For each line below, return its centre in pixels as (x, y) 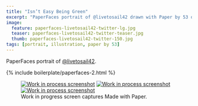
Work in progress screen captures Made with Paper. (84, 96)
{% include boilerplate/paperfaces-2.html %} (61, 72)
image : (14, 22)
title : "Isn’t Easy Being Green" (47, 11)
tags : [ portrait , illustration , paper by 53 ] (63, 45)
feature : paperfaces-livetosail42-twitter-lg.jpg (73, 28)
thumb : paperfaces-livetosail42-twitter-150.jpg (72, 39)
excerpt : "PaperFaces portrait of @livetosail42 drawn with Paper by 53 (97, 17)
